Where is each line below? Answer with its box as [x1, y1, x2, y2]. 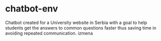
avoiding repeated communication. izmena [5, 30, 93, 36]
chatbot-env [5, 3, 58, 14]
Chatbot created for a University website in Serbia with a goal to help [5, 19, 147, 25]
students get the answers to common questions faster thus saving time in [5, 24, 156, 30]
